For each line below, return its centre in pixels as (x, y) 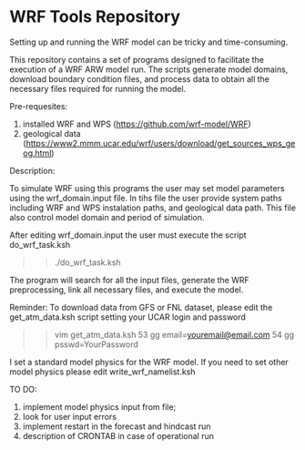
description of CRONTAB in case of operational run (118, 435)
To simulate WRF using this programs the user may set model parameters (147, 188)
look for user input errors (69, 416)
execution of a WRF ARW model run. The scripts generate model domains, (149, 69)
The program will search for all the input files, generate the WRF (130, 280)
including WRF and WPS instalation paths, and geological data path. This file (152, 208)
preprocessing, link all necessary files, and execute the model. (127, 290)
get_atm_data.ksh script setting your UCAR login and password (127, 317)
